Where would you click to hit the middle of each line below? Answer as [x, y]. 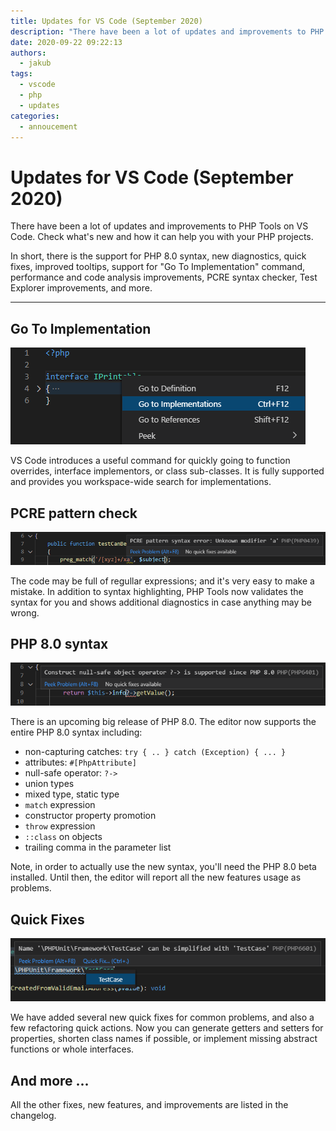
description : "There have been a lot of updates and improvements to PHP [167, 31]
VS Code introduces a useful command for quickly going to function [150, 461]
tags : [21, 74]
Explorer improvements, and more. [81, 288]
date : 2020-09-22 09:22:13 [66, 42]
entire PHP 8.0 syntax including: [76, 732]
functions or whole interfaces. [72, 1049]
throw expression [60, 826]
